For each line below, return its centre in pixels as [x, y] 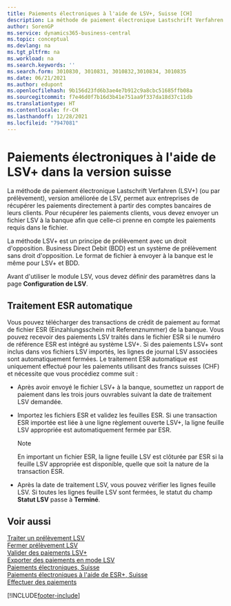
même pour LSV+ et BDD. [43, 263]
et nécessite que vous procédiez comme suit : [72, 374]
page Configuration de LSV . [48, 284]
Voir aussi [29, 521]
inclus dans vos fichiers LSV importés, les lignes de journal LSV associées [112, 352]
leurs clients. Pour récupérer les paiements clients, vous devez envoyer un [113, 213]
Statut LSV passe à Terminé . [59, 499]
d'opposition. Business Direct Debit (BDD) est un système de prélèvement [112, 248]
